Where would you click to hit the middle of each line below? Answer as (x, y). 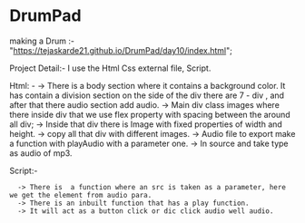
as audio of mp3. (41, 153)
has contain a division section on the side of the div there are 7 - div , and (147, 95)
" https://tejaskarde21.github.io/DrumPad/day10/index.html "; (121, 50)
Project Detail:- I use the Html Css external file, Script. (110, 68)
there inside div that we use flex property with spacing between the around (150, 114)
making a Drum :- (42, 41)
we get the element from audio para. (81, 195)
